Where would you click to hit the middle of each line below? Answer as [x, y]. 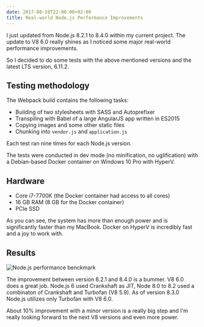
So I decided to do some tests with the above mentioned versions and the [99, 60]
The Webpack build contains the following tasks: [67, 100]
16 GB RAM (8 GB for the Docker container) [70, 202]
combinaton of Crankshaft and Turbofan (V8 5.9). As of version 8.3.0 [93, 292]
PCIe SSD [27, 209]
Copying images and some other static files [70, 125]
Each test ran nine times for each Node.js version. [69, 144]
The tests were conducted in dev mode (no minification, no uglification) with [102, 155]
